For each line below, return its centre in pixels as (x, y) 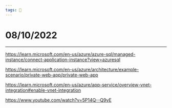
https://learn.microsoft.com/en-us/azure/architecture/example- (72, 69)
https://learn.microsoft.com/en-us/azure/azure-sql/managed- (70, 54)
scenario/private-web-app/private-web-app (52, 75)
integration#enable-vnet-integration (43, 90)
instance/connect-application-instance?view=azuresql (63, 60)
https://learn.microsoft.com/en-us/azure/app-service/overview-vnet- (79, 85)
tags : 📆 (14, 10)
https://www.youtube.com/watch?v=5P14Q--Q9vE (58, 100)
